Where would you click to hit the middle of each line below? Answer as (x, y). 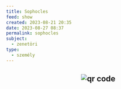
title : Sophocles (27, 11)
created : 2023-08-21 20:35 (39, 22)
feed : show (19, 17)
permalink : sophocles (32, 33)
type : (13, 50)
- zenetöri (25, 44)
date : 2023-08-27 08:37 (35, 28)
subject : (17, 39)
